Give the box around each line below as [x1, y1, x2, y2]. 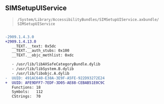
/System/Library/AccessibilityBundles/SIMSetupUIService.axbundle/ [17, 17, 159, 22]
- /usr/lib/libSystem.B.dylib [11, 66, 74, 71]
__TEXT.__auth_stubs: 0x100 [11, 48, 70, 53]
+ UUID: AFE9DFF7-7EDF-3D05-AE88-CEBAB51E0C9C [5, 80, 105, 85]
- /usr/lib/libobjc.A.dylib [11, 71, 70, 76]
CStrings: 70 [11, 94, 41, 99]
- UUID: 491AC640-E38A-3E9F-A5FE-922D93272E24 [5, 75, 105, 81]
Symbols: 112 [11, 89, 43, 95]
